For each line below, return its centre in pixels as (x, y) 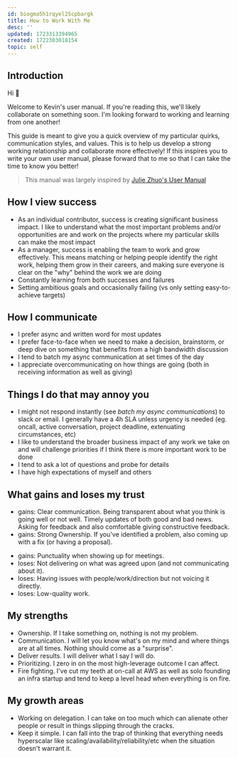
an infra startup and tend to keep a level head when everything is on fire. (124, 678)
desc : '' (20, 27)
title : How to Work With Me (49, 21)
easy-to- (218, 287)
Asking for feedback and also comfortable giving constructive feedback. (124, 527)
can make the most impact (56, 242)
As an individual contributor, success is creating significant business (118, 219)
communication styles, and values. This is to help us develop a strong (109, 143)
